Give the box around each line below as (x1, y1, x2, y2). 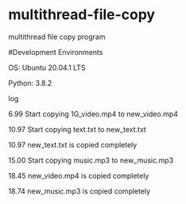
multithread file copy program (8, 32, 106, 41)
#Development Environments (8, 47, 103, 57)
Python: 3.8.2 (8, 78, 52, 88)
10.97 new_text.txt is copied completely (8, 139, 138, 149)
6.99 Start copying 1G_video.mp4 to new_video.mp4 (8, 109, 179, 119)
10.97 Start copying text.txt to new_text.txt (8, 124, 147, 134)
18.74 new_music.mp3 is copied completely (8, 186, 151, 196)
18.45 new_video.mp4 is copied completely (8, 171, 149, 180)
